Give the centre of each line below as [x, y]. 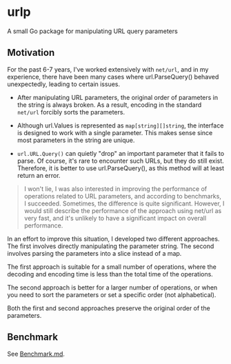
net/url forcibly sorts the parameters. [71, 112]
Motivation [31, 53]
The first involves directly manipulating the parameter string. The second [111, 246]
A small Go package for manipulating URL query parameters [92, 31]
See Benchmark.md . [36, 354]
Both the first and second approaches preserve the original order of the [109, 308]
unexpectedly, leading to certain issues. [64, 84]
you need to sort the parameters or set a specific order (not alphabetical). [112, 294]
